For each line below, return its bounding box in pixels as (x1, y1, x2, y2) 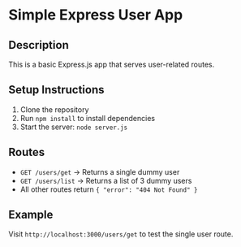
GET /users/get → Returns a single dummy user (19, 167, 180, 176)
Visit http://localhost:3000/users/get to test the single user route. (8, 229, 234, 239)
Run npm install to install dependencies (19, 113, 156, 123)
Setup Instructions (8, 83, 105, 97)
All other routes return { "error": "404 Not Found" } (19, 184, 198, 194)
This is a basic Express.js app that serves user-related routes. (8, 59, 215, 69)
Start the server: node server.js (19, 122, 128, 132)
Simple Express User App (8, 6, 183, 24)
